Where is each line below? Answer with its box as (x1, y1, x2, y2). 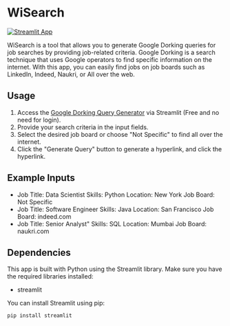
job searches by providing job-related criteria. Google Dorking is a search (7, 48, 216, 56)
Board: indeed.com (17, 212, 72, 221)
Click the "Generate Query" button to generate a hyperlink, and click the (17, 144, 222, 153)
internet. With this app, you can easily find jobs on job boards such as (7, 63, 205, 71)
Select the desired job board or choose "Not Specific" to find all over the (17, 130, 223, 138)
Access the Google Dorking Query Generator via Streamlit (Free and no (17, 108, 220, 116)
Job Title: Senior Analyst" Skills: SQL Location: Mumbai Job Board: (17, 219, 207, 228)
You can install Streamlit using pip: (7, 299, 105, 307)
